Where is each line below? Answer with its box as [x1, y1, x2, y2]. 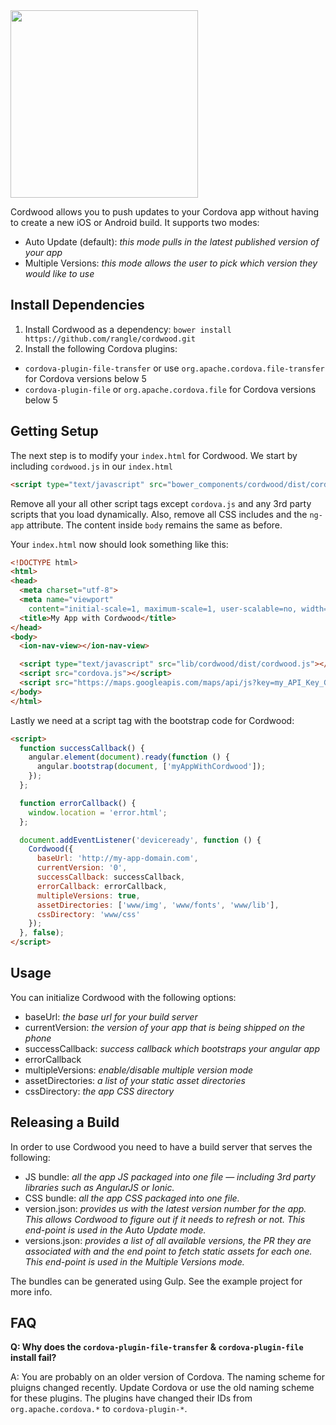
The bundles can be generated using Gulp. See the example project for [10, 1275, 303, 1287]
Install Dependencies [10, 297, 145, 314]
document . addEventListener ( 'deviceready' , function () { [19, 835, 262, 845]
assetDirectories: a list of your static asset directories [24, 1074, 246, 1086]
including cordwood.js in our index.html [10, 460, 173, 472]
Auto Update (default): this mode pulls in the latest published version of [24, 236, 320, 248]
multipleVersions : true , [36, 890, 141, 901]
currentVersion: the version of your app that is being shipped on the [24, 1021, 306, 1033]
